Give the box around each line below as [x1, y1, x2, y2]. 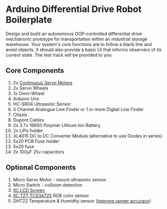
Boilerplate [6, 14, 52, 25]
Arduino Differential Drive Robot [6, 3, 142, 15]
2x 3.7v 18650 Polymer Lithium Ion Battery [13, 122, 101, 128]
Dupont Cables [13, 116, 44, 123]
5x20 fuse [13, 143, 35, 149]
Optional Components [6, 163, 76, 172]
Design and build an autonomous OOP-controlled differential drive [6, 30, 142, 36]
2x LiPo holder [13, 127, 43, 133]
